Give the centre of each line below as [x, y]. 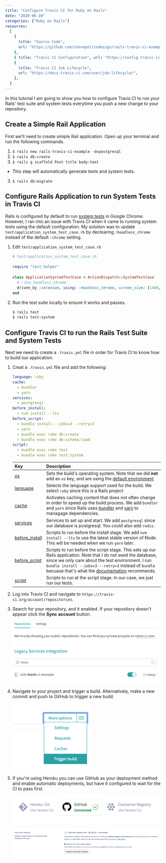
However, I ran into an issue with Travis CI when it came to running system [81, 221]
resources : [16, 26]
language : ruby [28, 377]
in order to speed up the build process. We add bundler [102, 503]
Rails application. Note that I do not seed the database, [102, 555]
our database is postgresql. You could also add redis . [101, 525]
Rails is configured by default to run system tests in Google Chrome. [75, 216]
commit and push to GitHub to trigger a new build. [63, 696]
